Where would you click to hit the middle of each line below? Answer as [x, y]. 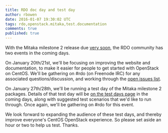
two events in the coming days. [37, 53]
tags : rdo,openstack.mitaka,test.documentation [56, 24]
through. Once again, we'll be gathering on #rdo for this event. [70, 105]
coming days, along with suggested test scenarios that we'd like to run [78, 99]
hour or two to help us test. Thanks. [42, 125]
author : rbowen [21, 15]
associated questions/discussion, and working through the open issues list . [83, 79]
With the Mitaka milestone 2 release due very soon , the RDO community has [84, 48]
